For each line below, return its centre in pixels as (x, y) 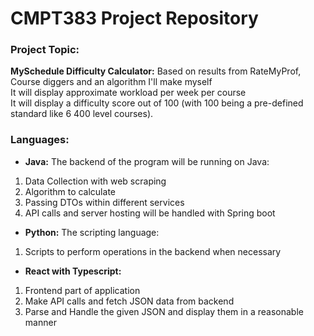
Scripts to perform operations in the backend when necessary (153, 251)
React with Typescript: (73, 271)
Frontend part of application (82, 290)
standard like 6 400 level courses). (82, 114)
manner (40, 322)
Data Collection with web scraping (95, 181)
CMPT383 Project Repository (134, 18)
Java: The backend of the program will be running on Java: (147, 161)
